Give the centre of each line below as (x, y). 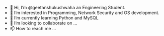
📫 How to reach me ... (33, 28)
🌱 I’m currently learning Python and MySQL (54, 18)
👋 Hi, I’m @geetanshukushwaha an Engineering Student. (68, 8)
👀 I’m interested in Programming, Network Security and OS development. (84, 13)
